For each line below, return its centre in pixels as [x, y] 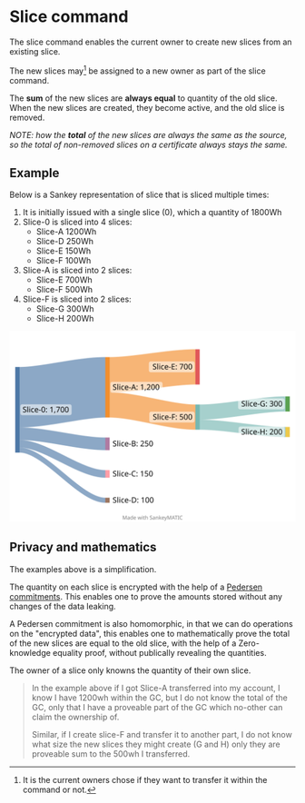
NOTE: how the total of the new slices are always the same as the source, [148, 134]
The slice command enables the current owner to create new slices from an [151, 42]
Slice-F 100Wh [64, 261]
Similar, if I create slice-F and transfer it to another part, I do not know [162, 734]
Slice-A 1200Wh [66, 232]
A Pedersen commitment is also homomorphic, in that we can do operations [151, 623]
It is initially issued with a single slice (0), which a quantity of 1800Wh [152, 213]
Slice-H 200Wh [65, 319]
